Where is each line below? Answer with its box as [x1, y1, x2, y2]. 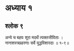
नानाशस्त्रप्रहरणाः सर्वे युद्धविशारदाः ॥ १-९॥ [5, 40, 69, 46]
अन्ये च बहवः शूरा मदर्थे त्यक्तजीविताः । [5, 35, 63, 40]
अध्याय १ [5, 2, 33, 13]
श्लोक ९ [5, 22, 23, 30]
